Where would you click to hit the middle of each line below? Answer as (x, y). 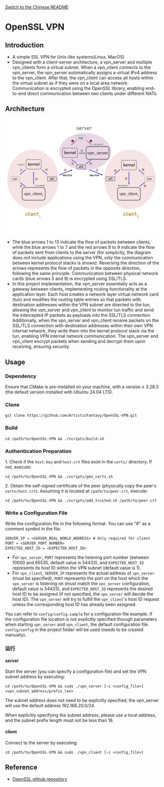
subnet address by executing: (35, 677)
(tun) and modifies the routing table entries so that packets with (77, 300)
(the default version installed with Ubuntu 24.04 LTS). (59, 392)
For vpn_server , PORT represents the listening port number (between (81, 557)
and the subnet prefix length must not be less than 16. (59, 721)
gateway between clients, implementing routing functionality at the (80, 289)
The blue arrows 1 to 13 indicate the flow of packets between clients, (82, 242)
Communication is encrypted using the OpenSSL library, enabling (78, 88)
